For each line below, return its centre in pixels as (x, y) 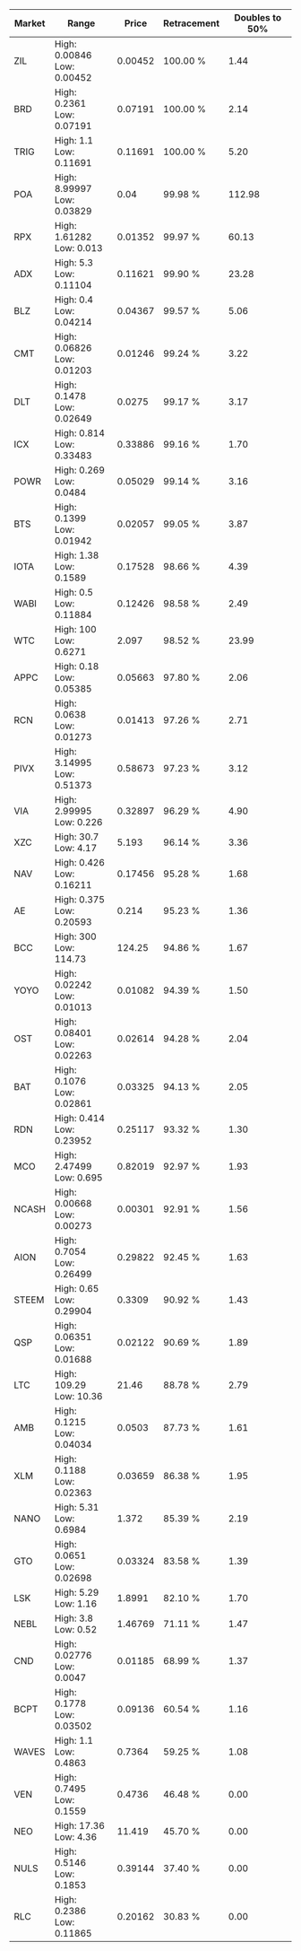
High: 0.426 (80, 862)
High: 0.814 (80, 433)
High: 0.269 (80, 470)
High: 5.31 (77, 1507)
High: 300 (75, 936)
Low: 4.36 (76, 1837)
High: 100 (75, 629)
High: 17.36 (80, 1826)
